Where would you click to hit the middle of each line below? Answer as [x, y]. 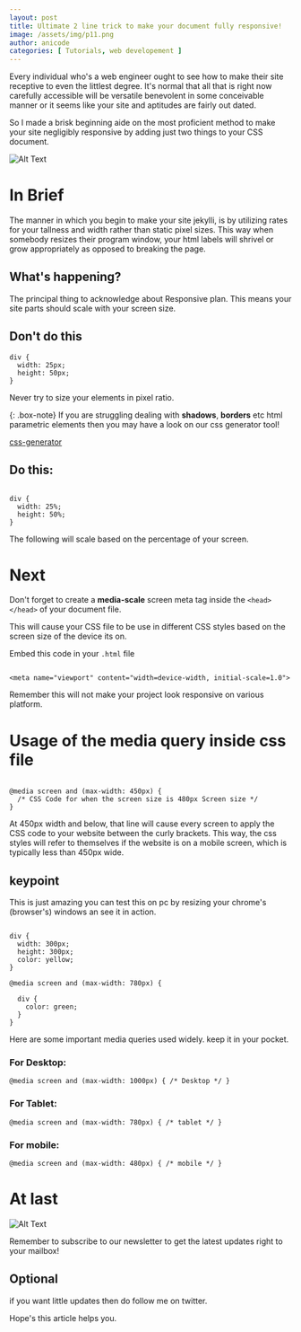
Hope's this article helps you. [63, 1318]
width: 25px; [42, 365]
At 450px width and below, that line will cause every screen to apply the [142, 824]
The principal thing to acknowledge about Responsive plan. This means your [150, 298]
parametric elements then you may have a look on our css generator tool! [145, 424]
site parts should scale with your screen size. [93, 308]
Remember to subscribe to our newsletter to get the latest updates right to [146, 1241]
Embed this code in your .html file [72, 654]
